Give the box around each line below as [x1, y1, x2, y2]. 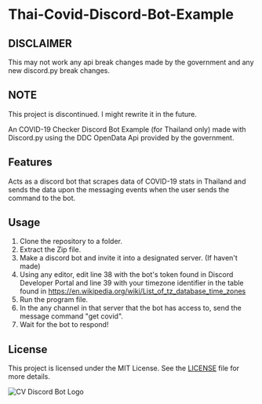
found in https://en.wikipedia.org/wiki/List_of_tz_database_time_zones [19, 286, 246, 296]
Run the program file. [19, 295, 89, 304]
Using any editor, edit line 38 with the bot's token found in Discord [19, 270, 234, 279]
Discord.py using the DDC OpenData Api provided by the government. [8, 133, 235, 142]
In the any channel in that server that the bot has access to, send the [19, 304, 242, 313]
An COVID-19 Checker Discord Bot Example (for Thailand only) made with [8, 124, 246, 134]
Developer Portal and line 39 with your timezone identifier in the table [19, 278, 245, 288]
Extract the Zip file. [19, 245, 82, 254]
